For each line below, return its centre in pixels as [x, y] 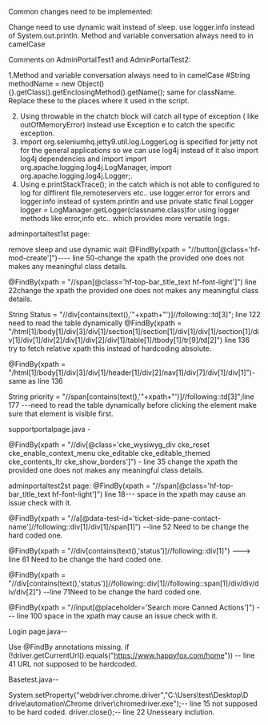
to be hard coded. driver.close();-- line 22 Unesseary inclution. [112, 712]
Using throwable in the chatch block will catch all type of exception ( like [139, 116]
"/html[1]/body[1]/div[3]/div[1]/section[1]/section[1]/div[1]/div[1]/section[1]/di [134, 331]
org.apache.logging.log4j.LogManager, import [96, 167]
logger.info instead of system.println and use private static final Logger [136, 201]
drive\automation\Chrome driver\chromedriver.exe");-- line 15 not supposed [133, 703]
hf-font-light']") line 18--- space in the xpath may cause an [149, 494]
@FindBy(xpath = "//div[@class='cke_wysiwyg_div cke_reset [109, 445]
